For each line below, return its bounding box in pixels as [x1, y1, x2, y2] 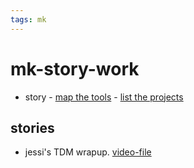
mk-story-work [10, 57, 140, 80]
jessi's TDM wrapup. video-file [24, 146, 152, 158]
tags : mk [10, 14, 47, 25]
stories [10, 119, 55, 136]
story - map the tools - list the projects [24, 91, 184, 103]
